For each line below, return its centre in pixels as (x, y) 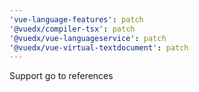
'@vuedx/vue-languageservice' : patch (88, 38)
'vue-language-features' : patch (76, 19)
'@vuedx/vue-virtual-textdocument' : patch (99, 47)
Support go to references (61, 76)
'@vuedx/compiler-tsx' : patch (72, 29)
